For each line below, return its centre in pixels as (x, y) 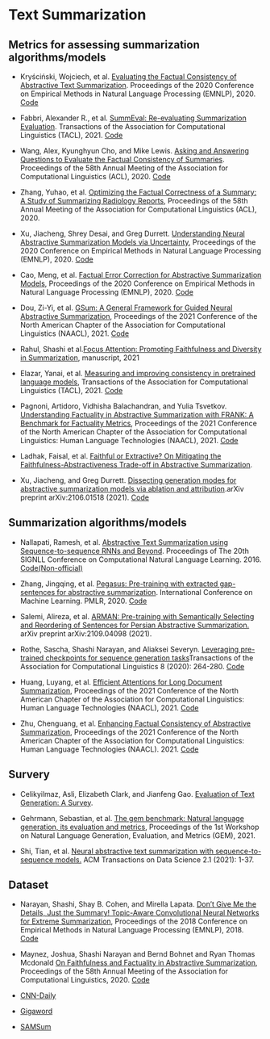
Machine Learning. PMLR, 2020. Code (83, 601)
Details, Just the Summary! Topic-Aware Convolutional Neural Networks (139, 913)
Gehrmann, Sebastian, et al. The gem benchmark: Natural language (132, 818)
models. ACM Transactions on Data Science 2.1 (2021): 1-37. (155, 859)
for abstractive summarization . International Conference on (154, 592)
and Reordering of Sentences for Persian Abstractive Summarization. (135, 625)
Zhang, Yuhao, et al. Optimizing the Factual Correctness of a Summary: (138, 192)
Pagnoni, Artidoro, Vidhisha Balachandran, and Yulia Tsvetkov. (123, 406)
